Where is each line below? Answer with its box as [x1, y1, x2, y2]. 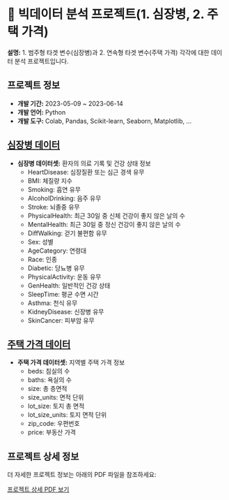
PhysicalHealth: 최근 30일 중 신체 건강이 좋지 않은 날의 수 [27, 211, 186, 220]
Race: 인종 [27, 255, 58, 263]
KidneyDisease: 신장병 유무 [27, 307, 104, 316]
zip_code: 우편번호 [27, 420, 80, 428]
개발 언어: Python [17, 108, 66, 116]
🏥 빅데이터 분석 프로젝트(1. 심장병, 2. [7, 6, 205, 22]
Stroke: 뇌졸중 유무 [27, 203, 80, 211]
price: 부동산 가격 [27, 428, 77, 436]
